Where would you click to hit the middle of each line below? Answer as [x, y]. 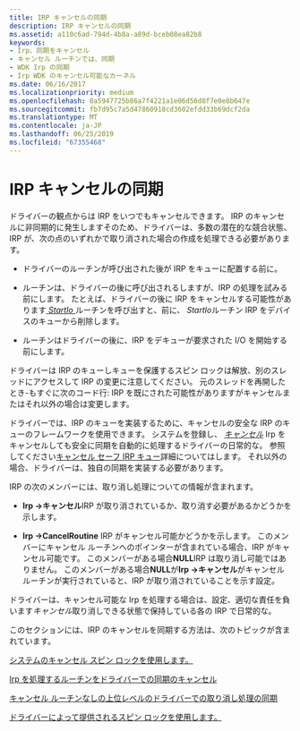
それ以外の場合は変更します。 [79, 404]
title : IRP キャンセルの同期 [58, 17]
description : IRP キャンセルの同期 [70, 26]
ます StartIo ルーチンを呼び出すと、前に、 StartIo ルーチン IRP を [149, 310]
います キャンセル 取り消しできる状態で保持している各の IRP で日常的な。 [143, 610]
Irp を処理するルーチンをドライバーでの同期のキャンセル [113, 679]
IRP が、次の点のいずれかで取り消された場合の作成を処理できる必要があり [146, 238]
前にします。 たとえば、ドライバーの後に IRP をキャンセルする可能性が [153, 298]
